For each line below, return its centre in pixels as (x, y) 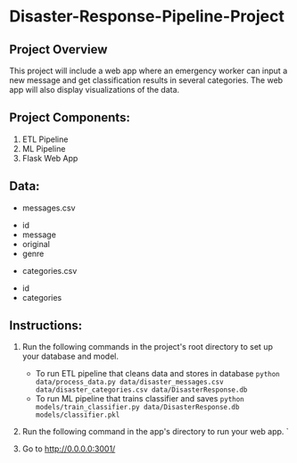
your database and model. (70, 356)
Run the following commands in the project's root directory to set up (148, 347)
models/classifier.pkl (78, 415)
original (36, 244)
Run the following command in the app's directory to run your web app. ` (156, 432)
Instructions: (46, 326)
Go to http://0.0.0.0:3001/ (69, 449)
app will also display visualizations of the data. (95, 90)
